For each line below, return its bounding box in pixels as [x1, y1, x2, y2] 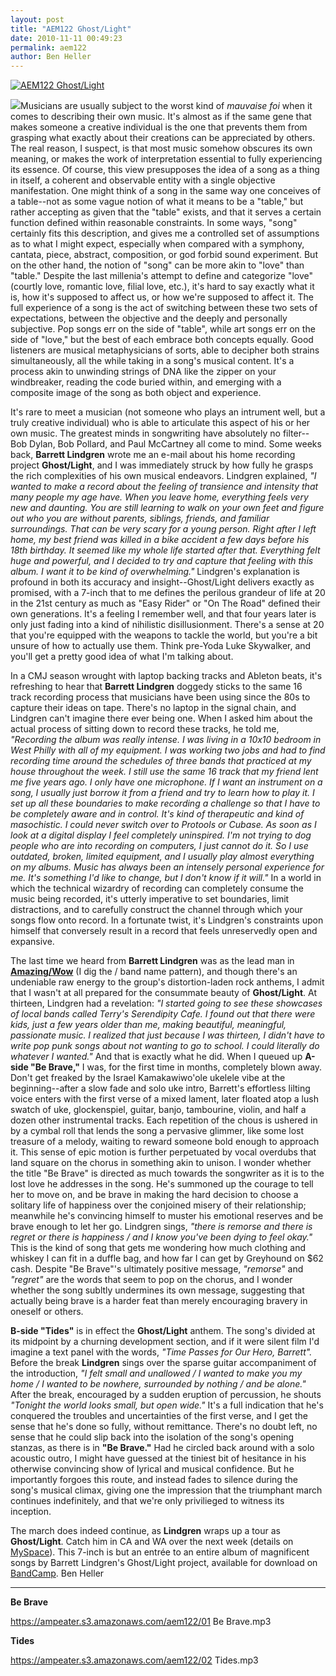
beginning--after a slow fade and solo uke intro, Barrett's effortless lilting [10, 1082, 311, 1095]
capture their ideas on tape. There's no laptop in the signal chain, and [10, 702, 297, 714]
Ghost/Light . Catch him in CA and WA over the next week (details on [10, 1536, 294, 1548]
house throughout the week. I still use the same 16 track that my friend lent [10, 766, 319, 778]
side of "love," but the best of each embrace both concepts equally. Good [10, 334, 314, 346]
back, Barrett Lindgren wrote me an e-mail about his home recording [10, 449, 296, 461]
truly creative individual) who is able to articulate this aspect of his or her [10, 417, 311, 429]
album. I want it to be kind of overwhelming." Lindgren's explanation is [10, 566, 300, 578]
